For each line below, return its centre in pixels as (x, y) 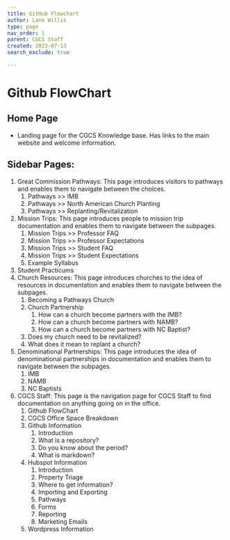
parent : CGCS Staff (35, 40)
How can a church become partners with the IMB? (110, 315)
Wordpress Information (60, 529)
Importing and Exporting (73, 492)
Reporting (52, 514)
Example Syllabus (53, 262)
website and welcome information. (67, 143)
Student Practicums (46, 270)
